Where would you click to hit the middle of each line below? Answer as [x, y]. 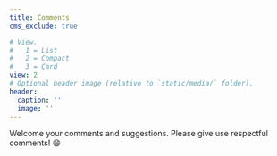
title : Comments [39, 17]
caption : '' [40, 100]
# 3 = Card [34, 67]
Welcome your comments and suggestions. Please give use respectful [138, 134]
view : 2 [24, 75]
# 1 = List [34, 50]
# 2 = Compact [39, 59]
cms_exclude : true [43, 26]
